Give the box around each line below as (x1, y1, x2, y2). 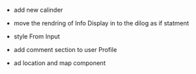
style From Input (13, 32, 61, 40)
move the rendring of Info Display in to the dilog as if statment (13, 19, 189, 27)
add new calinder (13, 6, 63, 14)
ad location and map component (13, 59, 106, 67)
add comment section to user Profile (13, 46, 118, 53)
